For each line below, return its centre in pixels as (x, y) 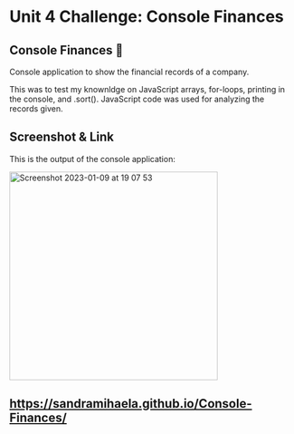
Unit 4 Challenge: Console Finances (147, 17)
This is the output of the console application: (93, 159)
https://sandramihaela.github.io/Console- (131, 404)
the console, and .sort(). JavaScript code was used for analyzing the (137, 99)
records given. (36, 109)
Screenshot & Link (62, 137)
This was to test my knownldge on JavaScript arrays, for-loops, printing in (147, 89)
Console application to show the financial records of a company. (129, 72)
